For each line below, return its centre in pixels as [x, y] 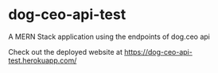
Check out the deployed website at [66, 52]
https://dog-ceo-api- [158, 52]
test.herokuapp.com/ [43, 60]
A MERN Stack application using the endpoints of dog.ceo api [109, 36]
